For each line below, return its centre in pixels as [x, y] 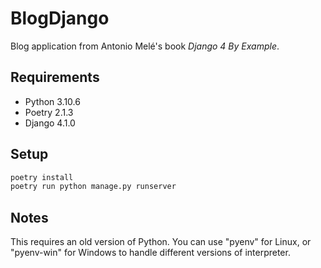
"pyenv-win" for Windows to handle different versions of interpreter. [150, 253]
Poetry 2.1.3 [49, 112]
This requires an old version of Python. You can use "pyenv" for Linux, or [161, 242]
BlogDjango [60, 18]
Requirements [55, 77]
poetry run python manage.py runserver [93, 187]
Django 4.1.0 [50, 123]
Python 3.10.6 [52, 101]
